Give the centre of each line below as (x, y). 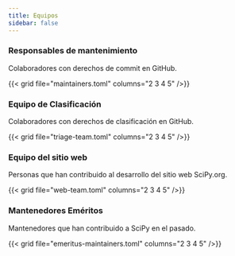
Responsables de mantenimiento (73, 51)
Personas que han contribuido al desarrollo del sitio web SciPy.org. (118, 175)
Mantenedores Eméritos (56, 211)
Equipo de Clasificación (55, 104)
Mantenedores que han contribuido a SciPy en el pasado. (102, 228)
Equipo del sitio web (48, 157)
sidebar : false (33, 23)
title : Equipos (33, 16)
